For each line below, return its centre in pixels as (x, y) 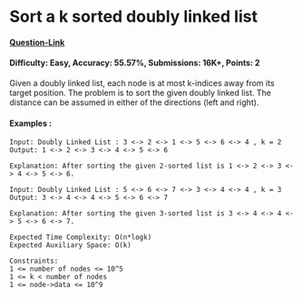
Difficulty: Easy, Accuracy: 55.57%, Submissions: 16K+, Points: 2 (135, 63)
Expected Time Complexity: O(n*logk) (81, 237)
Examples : (31, 123)
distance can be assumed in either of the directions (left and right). (134, 102)
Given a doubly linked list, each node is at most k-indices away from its (142, 82)
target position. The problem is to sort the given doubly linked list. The (141, 92)
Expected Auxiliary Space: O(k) (70, 245)
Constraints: (34, 261)
